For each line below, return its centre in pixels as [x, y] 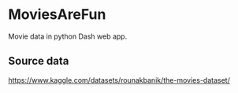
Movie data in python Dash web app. [68, 36]
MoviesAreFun [57, 15]
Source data [39, 61]
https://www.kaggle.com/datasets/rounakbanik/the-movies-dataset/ [119, 80]
